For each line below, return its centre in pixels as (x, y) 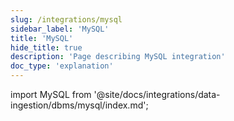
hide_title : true (46, 47)
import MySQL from (51, 94)
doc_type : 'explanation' (62, 66)
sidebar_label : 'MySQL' (60, 29)
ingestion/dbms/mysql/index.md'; (79, 105)
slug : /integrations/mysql (66, 19)
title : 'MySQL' (42, 38)
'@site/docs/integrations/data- (157, 94)
